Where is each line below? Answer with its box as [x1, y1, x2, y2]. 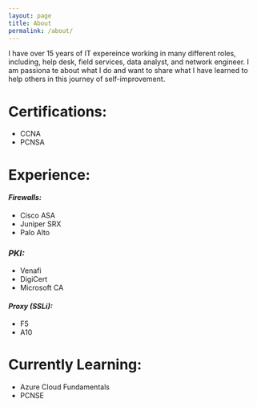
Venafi [19, 266, 42, 275]
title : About [8, 19, 52, 27]
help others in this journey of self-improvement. [8, 74, 166, 84]
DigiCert [19, 275, 48, 283]
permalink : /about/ [8, 26, 74, 35]
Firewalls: [8, 193, 42, 202]
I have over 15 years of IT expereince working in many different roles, [8, 49, 236, 59]
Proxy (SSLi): [8, 301, 54, 311]
